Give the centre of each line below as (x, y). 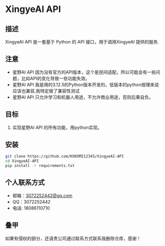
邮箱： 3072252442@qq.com (42, 195)
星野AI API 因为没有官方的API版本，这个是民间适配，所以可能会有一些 (84, 72)
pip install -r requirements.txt (40, 166)
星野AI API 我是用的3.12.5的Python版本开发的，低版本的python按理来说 (85, 84)
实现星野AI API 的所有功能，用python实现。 (57, 127)
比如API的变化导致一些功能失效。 (55, 78)
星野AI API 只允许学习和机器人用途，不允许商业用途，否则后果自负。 (83, 97)
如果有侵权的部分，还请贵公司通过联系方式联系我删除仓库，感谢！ (73, 238)
